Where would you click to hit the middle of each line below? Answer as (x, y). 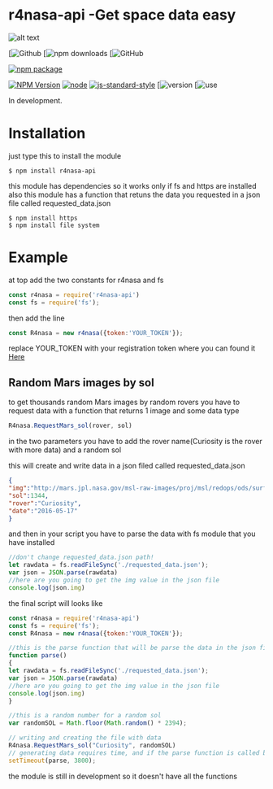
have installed (32, 543)
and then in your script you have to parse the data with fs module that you (132, 534)
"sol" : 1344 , (28, 495)
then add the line (37, 318)
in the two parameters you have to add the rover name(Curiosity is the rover (135, 442)
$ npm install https (43, 218)
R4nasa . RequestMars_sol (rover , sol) (70, 426)
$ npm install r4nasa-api (52, 171)
